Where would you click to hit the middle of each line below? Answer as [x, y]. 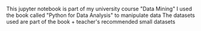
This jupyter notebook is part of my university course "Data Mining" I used [99, 9]
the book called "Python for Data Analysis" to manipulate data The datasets [101, 15]
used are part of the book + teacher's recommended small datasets [91, 22]
